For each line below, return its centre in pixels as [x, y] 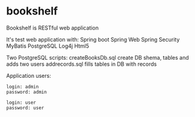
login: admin [23, 87]
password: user [25, 108]
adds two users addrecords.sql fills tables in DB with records [82, 64]
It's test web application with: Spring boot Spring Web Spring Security [93, 39]
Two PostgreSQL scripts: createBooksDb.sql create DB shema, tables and [98, 57]
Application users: [29, 75]
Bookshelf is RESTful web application [53, 28]
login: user [21, 103]
